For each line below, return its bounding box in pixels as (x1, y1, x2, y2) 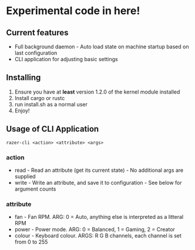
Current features (6, 28, 69, 38)
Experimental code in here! (6, 4, 140, 18)
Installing (6, 72, 41, 83)
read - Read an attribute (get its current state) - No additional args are (14, 166, 184, 174)
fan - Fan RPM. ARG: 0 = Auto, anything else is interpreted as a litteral (14, 214, 184, 221)
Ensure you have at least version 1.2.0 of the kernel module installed (14, 88, 180, 95)
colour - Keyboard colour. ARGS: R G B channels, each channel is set (14, 232, 182, 239)
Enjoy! (14, 107, 30, 114)
